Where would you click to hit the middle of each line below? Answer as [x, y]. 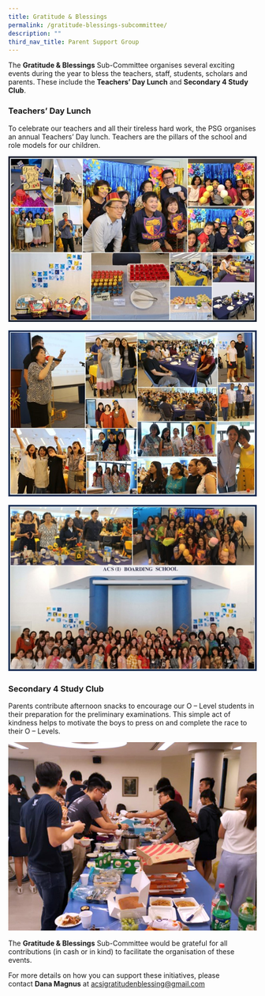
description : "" [35, 33]
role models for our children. [54, 145]
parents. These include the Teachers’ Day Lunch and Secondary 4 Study [128, 82]
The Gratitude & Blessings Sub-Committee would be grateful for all [118, 943]
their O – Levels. [34, 731]
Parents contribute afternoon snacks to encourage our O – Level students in [131, 706]
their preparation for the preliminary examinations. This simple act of [119, 714]
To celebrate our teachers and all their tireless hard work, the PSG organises [132, 128]
